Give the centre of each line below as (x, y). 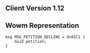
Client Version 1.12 (35, 8)
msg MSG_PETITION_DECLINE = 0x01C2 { (45, 37)
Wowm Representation (42, 25)
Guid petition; (31, 42)
